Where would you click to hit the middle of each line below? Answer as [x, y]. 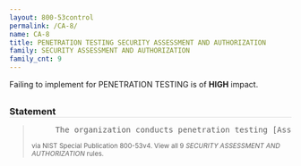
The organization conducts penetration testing [162, 130]
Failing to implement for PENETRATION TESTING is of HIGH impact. [134, 84]
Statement [33, 111]
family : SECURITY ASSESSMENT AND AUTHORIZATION [100, 51]
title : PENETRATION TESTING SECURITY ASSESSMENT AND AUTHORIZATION [138, 42]
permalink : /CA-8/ [43, 26]
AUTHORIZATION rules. [68, 154]
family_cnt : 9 [36, 59]
